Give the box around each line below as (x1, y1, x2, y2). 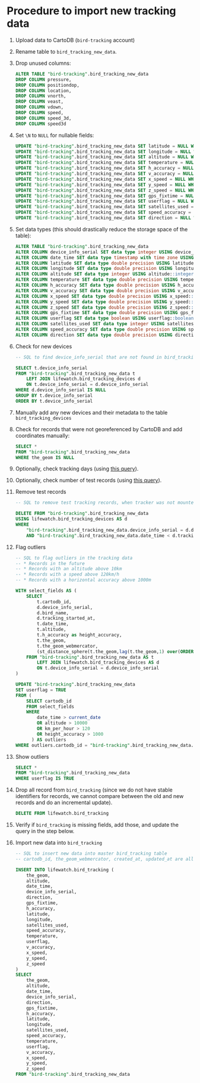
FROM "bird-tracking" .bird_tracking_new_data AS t (26, 654, 154, 660)
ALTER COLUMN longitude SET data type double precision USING (15, 266, 173, 272)
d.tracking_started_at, (37, 616, 96, 621)
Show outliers (15, 753, 49, 760)
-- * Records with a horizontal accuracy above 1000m (15, 577, 151, 583)
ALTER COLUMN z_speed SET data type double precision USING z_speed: (15, 305, 192, 310)
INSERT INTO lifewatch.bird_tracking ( (15, 867, 115, 872)
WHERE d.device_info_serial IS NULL (15, 387, 106, 393)
